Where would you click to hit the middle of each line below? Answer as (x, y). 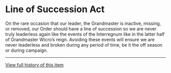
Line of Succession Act (55, 9)
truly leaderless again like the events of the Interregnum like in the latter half (85, 34)
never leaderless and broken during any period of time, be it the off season (84, 45)
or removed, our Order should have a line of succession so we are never (81, 28)
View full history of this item (35, 65)
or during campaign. (27, 50)
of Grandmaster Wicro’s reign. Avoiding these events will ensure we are (80, 40)
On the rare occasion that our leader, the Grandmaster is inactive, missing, (83, 23)
